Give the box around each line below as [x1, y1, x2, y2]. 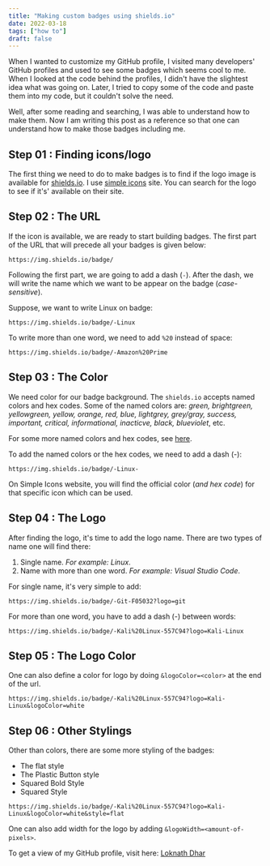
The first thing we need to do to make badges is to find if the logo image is [8, 169, 256, 179]
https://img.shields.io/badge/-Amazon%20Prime [8, 348, 168, 357]
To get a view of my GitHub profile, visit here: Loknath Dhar [8, 848, 206, 858]
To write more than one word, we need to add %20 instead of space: [8, 332, 233, 342]
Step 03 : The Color [8, 371, 108, 384]
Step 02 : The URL [8, 210, 101, 224]
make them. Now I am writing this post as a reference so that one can [8, 115, 240, 126]
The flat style [19, 761, 65, 771]
